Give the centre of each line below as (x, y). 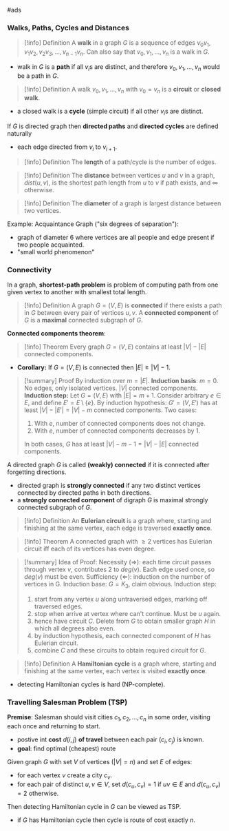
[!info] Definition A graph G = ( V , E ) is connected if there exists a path (123, 305)
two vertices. (42, 211)
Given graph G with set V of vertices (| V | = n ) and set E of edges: (100, 762)
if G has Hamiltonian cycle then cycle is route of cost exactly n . (106, 820)
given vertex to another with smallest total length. (77, 292)
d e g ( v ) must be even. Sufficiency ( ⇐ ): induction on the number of (117, 577)
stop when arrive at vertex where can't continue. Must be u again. (128, 614)
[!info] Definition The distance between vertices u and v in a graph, (119, 176)
